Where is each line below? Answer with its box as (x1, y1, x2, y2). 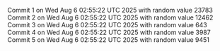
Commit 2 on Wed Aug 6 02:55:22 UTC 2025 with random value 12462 (7, 13, 214, 22)
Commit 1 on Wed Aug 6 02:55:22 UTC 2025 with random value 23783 (7, 6, 214, 14)
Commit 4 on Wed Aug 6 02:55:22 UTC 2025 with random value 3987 (7, 28, 211, 36)
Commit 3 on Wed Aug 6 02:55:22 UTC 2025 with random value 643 (7, 21, 207, 29)
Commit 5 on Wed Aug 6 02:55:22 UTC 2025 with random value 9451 (7, 36, 210, 44)
